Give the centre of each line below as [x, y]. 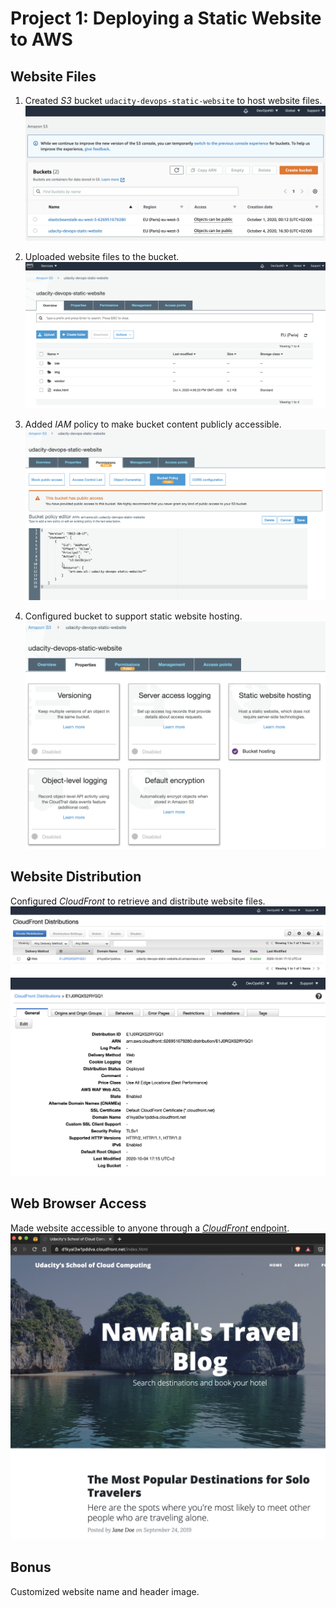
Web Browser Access [78, 1203]
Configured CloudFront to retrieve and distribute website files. [138, 901]
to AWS [41, 39]
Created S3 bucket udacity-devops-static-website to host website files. [173, 100]
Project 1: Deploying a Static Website [166, 18]
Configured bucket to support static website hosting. [133, 616]
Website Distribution [76, 877]
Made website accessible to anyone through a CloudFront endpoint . [150, 1228]
